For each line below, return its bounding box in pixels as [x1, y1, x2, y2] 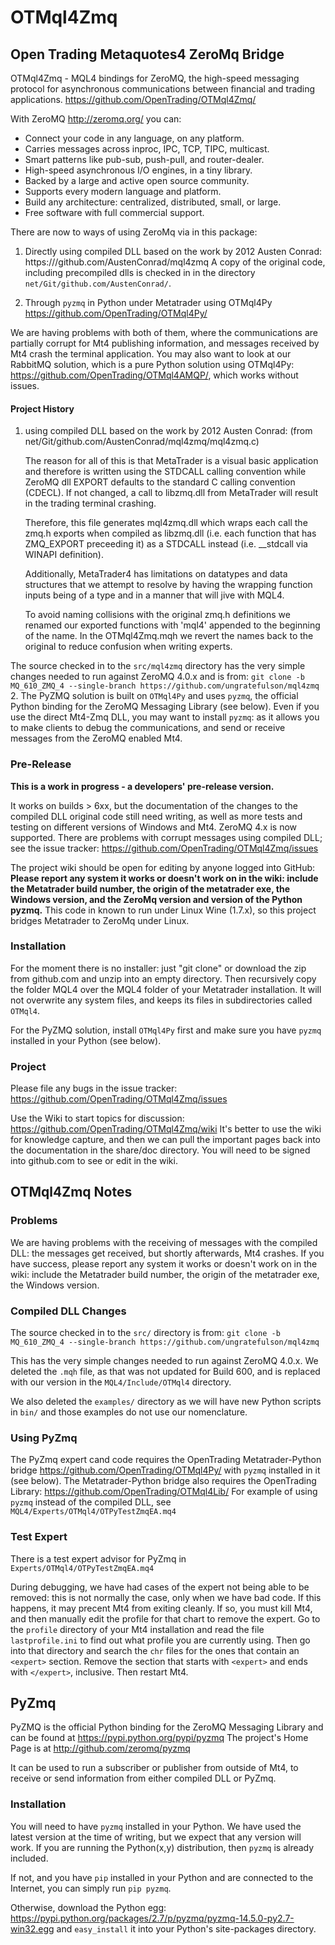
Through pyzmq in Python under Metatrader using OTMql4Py [24, 297, 273, 308]
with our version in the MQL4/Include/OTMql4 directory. [10, 1376, 232, 1388]
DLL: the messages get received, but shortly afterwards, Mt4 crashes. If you [10, 1247, 325, 1259]
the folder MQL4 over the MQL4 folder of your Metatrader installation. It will [10, 983, 322, 995]
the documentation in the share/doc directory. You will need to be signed [10, 1144, 311, 1156]
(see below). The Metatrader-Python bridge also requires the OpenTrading [10, 1475, 317, 1487]
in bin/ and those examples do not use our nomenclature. [10, 1406, 248, 1418]
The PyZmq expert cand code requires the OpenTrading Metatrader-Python [10, 1454, 322, 1466]
